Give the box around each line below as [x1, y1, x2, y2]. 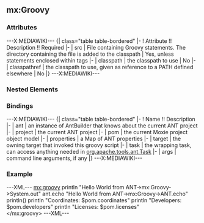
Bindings [6, 101, 34, 110]
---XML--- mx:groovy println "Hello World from [6, 184, 125, 191]
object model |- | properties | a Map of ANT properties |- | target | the [6, 135, 181, 142]
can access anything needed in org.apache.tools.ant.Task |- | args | [6, 148, 177, 155]
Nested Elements [6, 85, 59, 94]
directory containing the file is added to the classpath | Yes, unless [6, 50, 174, 58]
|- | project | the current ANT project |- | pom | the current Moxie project [6, 128, 188, 135]
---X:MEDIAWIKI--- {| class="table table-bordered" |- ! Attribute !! [6, 37, 172, 45]
